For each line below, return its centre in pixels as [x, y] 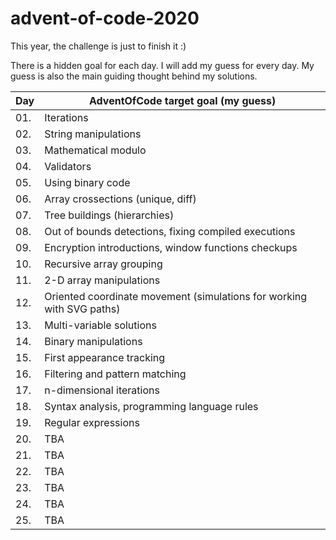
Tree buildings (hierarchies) [109, 215]
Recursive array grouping [103, 264]
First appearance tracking [105, 357]
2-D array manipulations [102, 280]
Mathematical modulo [95, 150]
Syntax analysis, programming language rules [151, 406]
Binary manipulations [93, 341]
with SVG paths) [82, 309]
